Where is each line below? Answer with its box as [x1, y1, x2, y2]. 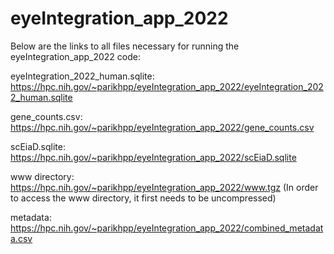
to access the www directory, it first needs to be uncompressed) [10, 192, 277, 204]
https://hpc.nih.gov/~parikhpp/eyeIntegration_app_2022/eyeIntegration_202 [10, 80, 324, 92]
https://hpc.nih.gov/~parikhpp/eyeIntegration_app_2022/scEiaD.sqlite [10, 151, 297, 163]
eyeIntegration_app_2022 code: [10, 50, 141, 62]
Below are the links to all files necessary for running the [10, 40, 240, 52]
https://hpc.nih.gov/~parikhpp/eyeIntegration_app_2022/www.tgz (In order [10, 181, 319, 193]
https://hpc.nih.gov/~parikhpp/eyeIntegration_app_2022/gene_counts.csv [10, 121, 315, 133]
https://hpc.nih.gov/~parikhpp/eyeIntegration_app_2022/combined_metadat [10, 222, 324, 234]
